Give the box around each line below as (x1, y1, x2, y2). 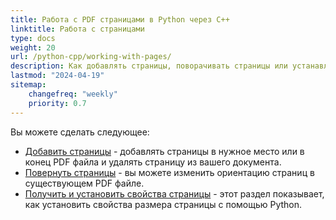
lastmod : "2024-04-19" (10, 71, 105, 81)
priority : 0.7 (28, 98, 87, 108)
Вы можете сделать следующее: (10, 126, 150, 138)
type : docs (10, 33, 56, 43)
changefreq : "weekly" (28, 89, 118, 99)
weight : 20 (10, 42, 56, 53)
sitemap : (10, 80, 47, 90)
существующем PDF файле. (24, 177, 145, 189)
